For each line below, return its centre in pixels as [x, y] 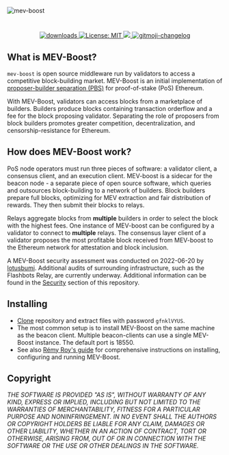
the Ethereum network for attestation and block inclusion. [88, 247]
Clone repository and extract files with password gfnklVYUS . [101, 320]
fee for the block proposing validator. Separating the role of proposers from [113, 116]
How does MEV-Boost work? [69, 152]
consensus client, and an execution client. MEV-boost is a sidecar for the [110, 175]
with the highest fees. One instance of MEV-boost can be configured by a [111, 225]
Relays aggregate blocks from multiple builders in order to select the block [113, 218]
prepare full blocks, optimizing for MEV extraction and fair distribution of [109, 197]
